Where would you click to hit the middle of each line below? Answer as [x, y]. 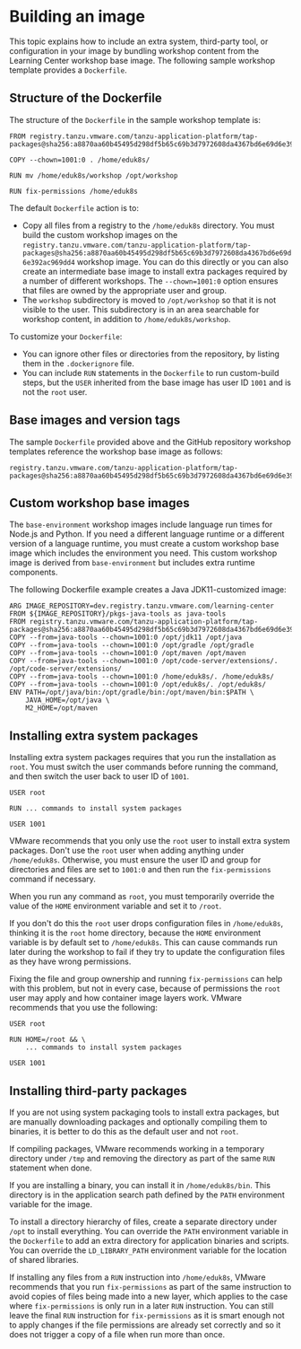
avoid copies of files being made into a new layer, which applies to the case [149, 1296]
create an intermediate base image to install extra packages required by [155, 271]
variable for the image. [51, 1204]
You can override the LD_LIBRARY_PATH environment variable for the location [148, 1250]
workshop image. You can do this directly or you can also [183, 261]
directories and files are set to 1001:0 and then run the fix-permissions [140, 870]
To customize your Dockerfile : [66, 336]
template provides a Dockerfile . [68, 70]
